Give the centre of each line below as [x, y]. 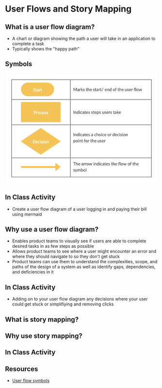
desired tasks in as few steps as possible [53, 246]
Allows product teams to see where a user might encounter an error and [84, 252]
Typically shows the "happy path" [46, 49]
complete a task [28, 44]
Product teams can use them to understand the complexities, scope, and [85, 262]
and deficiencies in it [33, 272]
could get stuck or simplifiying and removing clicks [63, 304]
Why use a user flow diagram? [52, 229]
